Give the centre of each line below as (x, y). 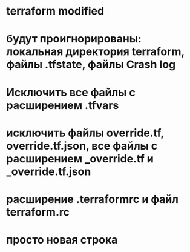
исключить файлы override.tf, (85, 133)
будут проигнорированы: (74, 39)
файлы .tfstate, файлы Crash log (91, 65)
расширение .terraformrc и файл (92, 199)
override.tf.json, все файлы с (82, 146)
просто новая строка (62, 240)
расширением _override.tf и (80, 158)
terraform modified (55, 11)
